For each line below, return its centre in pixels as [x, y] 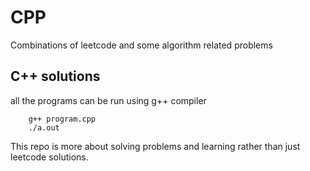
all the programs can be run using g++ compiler [108, 100]
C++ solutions [55, 76]
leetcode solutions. [49, 157]
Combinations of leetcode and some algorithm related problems [141, 45]
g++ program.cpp [62, 119]
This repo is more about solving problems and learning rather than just [155, 146]
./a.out [44, 127]
